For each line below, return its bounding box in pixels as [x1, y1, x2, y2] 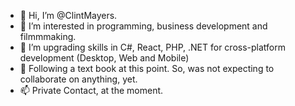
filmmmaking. [19, 31, 77, 42]
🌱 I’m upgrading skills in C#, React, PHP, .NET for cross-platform [19, 41, 286, 53]
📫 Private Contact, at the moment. [19, 85, 164, 96]
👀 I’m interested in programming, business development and [19, 20, 268, 32]
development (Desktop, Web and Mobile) [19, 52, 190, 64]
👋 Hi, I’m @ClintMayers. [19, 10, 118, 21]
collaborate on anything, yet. [19, 73, 138, 85]
